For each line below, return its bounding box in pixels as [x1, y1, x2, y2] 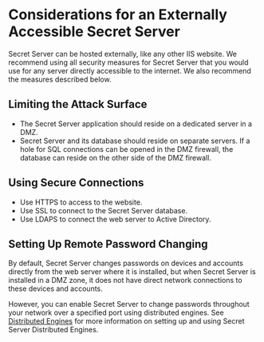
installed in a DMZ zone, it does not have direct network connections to [8, 276, 242, 285]
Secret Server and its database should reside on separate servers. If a [19, 136, 250, 145]
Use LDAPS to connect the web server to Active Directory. [19, 214, 211, 224]
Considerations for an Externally [8, 6, 227, 24]
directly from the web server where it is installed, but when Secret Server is [8, 267, 257, 276]
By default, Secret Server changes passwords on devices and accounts [8, 258, 243, 268]
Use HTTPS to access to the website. [19, 197, 143, 207]
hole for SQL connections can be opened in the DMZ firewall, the [19, 144, 234, 153]
